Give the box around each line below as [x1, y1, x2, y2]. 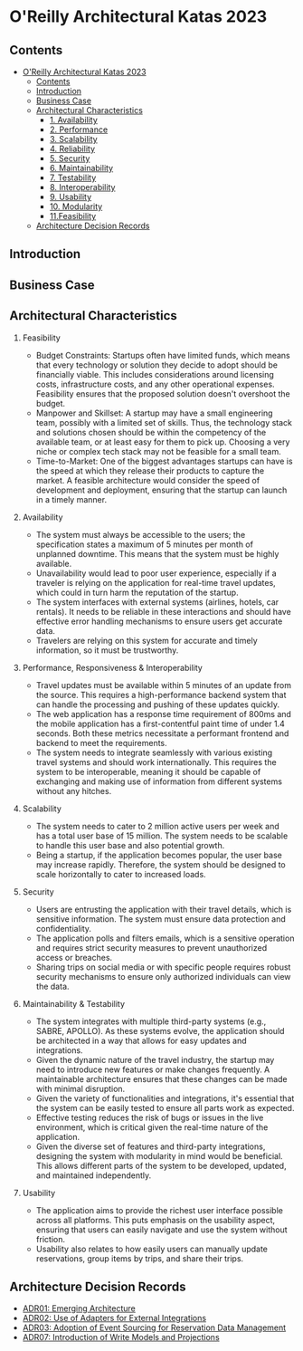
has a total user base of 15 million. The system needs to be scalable [35, 830, 289, 841]
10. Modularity [49, 201, 103, 212]
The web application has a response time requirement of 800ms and [35, 708, 292, 719]
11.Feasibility [49, 211, 97, 221]
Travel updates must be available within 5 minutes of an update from [35, 679, 292, 690]
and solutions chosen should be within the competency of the [35, 426, 267, 437]
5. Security [49, 153, 90, 164]
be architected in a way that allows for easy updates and [35, 1035, 247, 1046]
